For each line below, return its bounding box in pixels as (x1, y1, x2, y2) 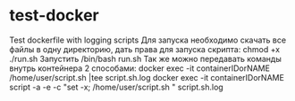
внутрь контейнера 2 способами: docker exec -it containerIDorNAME (9, 63, 271, 74)
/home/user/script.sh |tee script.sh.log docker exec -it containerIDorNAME (9, 72, 284, 82)
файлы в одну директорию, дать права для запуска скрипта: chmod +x (9, 43, 280, 54)
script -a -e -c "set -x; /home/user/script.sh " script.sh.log (9, 82, 223, 92)
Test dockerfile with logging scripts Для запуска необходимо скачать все (9, 35, 287, 45)
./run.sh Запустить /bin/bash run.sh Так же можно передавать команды (9, 53, 282, 64)
